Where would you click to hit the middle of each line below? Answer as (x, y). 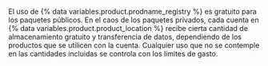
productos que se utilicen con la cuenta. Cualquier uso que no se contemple (134, 45)
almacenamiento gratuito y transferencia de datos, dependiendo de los (125, 37)
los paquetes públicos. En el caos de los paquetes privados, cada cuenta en (134, 20)
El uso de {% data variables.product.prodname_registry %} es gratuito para (133, 12)
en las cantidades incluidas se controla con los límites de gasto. (113, 54)
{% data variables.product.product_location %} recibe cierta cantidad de (128, 28)
